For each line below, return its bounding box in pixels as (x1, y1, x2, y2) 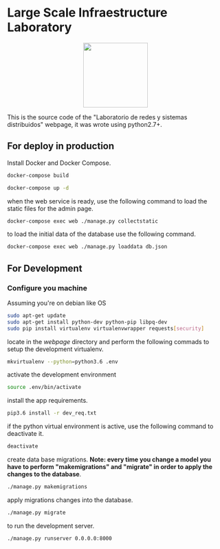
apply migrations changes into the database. (7, 495, 133, 504)
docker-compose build (7, 172, 69, 179)
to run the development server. (7, 521, 95, 530)
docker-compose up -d (7, 184, 69, 191)
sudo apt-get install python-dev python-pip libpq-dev (7, 319, 168, 326)
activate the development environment (7, 370, 117, 379)
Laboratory (7, 19, 72, 35)
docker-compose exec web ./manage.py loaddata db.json (7, 243, 168, 250)
